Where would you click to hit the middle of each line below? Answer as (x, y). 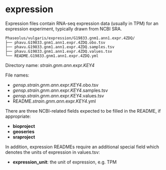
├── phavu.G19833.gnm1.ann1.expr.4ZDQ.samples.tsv (60, 47)
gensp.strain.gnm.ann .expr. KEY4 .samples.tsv (60, 90)
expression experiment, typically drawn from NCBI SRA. (64, 28)
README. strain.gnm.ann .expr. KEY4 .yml (54, 101)
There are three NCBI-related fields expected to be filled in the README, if (83, 111)
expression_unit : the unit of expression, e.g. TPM (64, 162)
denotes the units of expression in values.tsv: (53, 152)
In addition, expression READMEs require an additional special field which (82, 147)
